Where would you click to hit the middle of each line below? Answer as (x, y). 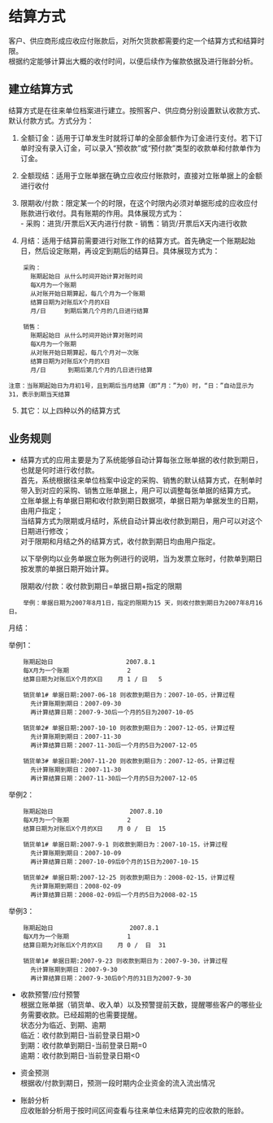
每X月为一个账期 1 (77, 937)
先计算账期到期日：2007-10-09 (76, 853)
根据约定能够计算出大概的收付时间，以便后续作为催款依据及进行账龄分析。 (133, 61)
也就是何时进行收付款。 (59, 470)
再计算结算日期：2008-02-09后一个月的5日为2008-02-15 (113, 895)
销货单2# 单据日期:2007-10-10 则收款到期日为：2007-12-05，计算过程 (129, 728)
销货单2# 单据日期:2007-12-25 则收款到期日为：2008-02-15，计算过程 (129, 877)
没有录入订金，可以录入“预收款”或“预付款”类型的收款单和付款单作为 (148, 148)
